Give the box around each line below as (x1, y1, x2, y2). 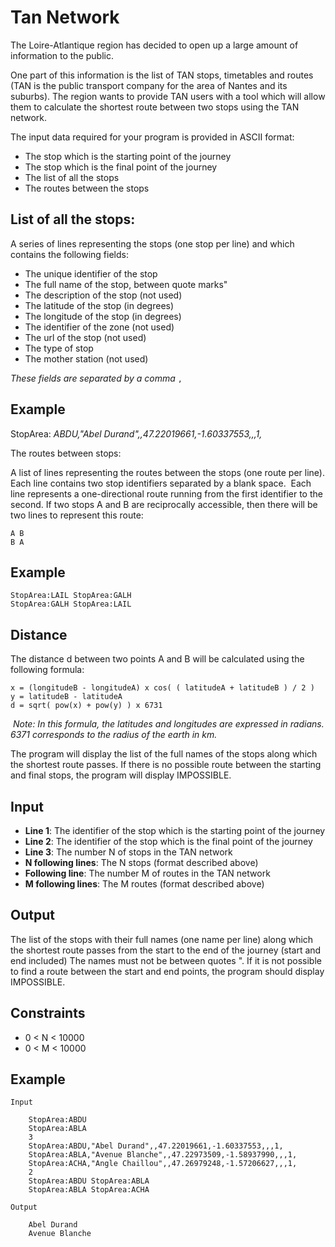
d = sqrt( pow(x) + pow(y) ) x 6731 (10, 701, 163, 711)
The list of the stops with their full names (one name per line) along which (10, 933, 314, 945)
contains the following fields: (10, 248, 129, 260)
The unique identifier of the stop (24, 267, 158, 280)
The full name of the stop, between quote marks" (24, 278, 228, 290)
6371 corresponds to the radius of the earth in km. (10, 729, 218, 741)
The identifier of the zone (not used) (24, 321, 175, 333)
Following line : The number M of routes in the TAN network (24, 867, 271, 879)
